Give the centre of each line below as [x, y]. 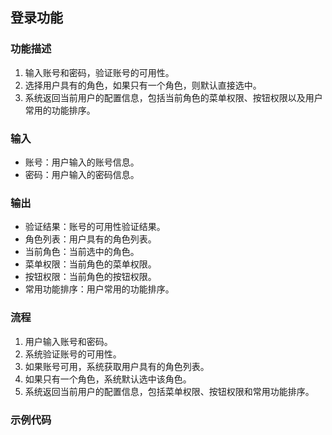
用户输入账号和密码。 [68, 341]
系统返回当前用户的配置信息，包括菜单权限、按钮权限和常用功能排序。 [169, 391]
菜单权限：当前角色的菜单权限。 [90, 264]
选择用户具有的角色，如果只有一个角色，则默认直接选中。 [143, 85]
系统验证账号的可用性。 [73, 354]
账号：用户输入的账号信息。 [82, 162]
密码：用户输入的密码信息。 [82, 174]
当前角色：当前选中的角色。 [82, 252]
